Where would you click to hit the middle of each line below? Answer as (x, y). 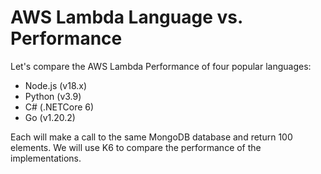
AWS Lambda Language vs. (126, 17)
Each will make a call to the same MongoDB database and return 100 (151, 137)
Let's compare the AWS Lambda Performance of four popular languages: (161, 66)
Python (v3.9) (53, 96)
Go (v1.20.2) (50, 117)
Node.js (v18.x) (56, 85)
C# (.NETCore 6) (59, 107)
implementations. (46, 158)
